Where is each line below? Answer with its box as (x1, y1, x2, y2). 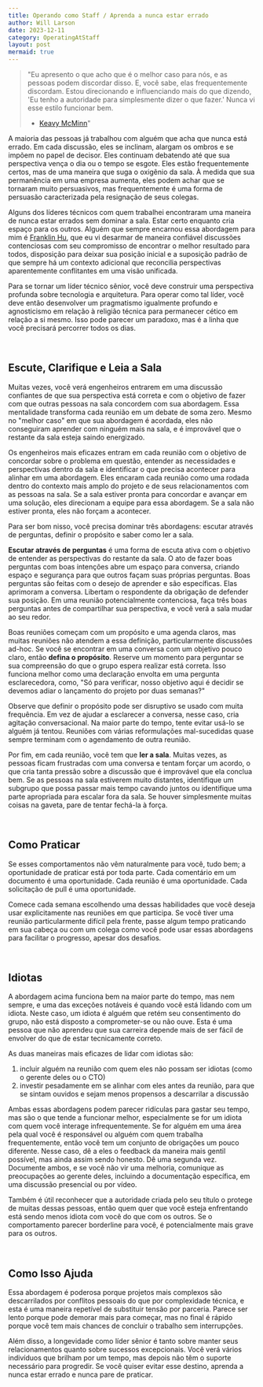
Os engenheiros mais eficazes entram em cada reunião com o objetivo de (8, 447, 247, 457)
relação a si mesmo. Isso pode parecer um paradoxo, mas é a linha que (8, 315, 239, 324)
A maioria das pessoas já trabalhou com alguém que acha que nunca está (8, 134, 247, 143)
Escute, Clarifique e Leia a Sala (8, 362, 163, 375)
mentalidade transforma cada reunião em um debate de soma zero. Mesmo (8, 407, 253, 417)
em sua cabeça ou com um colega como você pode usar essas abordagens (8, 925, 254, 934)
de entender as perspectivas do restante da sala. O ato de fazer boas (8, 553, 232, 563)
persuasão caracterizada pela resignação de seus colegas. (8, 192, 199, 202)
